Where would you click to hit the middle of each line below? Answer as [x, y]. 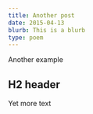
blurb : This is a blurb [47, 30]
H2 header [34, 85]
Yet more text [30, 104]
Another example [36, 60]
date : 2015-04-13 [36, 23]
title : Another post [42, 15]
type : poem [26, 37]
